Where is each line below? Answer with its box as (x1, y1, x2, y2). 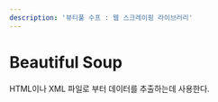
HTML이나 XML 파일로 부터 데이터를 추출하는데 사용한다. (9, 83, 210, 94)
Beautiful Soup (9, 51, 123, 72)
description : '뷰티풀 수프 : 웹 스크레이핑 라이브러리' (9, 13, 194, 23)
